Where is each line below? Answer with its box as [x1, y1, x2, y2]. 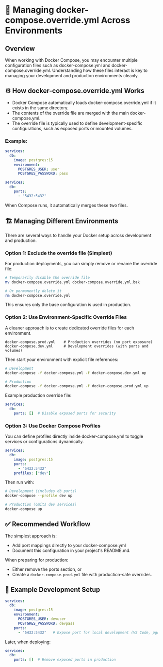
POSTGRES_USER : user [17, 167, 60, 171]
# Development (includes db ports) [5, 489, 77, 494]
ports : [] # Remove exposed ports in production [14, 657, 116, 662]
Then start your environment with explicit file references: [5, 357, 119, 362]
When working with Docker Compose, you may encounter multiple [5, 57, 138, 63]
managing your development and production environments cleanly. [5, 73, 139, 78]
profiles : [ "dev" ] [14, 471, 51, 476]
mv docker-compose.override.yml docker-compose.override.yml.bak [5, 279, 140, 285]
